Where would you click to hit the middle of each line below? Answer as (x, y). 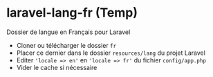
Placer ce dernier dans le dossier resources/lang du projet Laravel (111, 53)
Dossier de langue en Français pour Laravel (68, 32)
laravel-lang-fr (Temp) (72, 13)
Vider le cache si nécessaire (57, 67)
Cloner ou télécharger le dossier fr (66, 45)
